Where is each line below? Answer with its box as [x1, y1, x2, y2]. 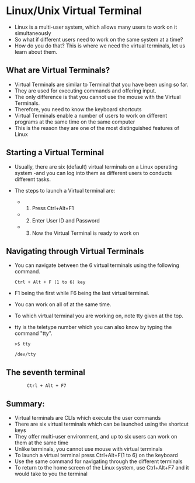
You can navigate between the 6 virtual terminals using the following [14, 262, 180, 269]
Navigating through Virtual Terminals [6, 246, 144, 256]
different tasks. [14, 176, 51, 183]
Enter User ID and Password [32, 217, 100, 224]
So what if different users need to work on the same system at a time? [14, 36, 183, 43]
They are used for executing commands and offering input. [14, 87, 156, 94]
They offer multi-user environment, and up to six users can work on [14, 433, 177, 440]
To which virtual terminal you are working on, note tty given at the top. [14, 312, 184, 320]
